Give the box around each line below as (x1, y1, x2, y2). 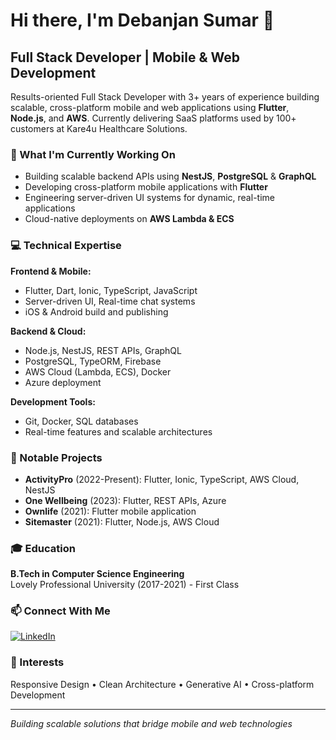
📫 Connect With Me (10, 604, 111, 618)
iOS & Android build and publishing (24, 305, 169, 318)
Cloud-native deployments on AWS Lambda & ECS (24, 213, 235, 225)
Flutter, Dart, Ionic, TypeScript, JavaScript (24, 284, 198, 296)
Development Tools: (10, 395, 96, 408)
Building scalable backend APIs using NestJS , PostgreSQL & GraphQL (24, 170, 317, 183)
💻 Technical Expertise (10, 239, 122, 253)
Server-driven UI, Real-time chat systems (24, 295, 196, 307)
